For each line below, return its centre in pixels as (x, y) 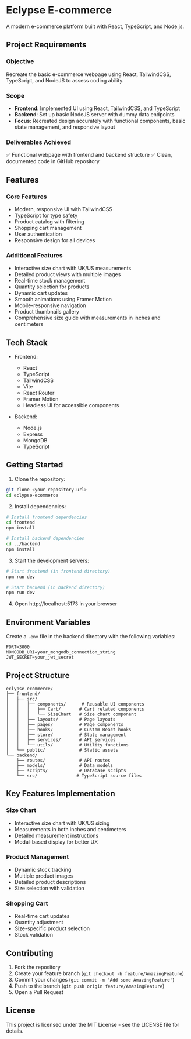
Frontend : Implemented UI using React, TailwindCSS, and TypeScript (97, 108)
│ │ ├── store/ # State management (66, 735)
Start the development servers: (52, 560)
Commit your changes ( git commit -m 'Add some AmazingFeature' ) (94, 980)
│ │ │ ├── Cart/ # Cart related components (75, 709)
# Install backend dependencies (45, 539)
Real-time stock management (50, 281)
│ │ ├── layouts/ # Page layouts (61, 719)
